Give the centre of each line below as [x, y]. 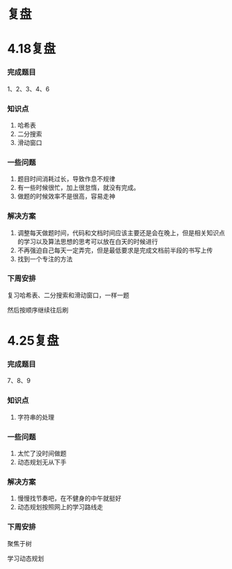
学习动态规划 [25, 558]
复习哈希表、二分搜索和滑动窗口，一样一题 [68, 295]
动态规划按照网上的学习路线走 [60, 507]
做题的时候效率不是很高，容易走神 [66, 197]
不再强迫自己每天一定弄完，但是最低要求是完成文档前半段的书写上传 [115, 250]
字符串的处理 [36, 417]
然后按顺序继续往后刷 [38, 310]
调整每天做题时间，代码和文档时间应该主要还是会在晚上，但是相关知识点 [121, 233]
